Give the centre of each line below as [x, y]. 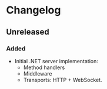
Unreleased [28, 32]
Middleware [38, 73]
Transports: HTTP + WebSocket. [63, 80]
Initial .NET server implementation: [56, 61]
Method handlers [44, 67]
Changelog [34, 10]
